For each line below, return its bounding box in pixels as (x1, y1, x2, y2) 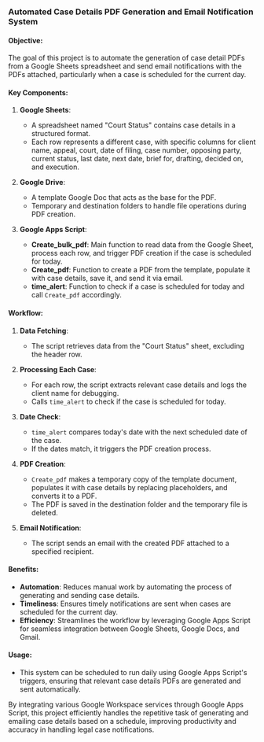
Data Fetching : (19, 326, 69, 335)
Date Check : (19, 412, 61, 421)
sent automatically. (19, 684, 81, 694)
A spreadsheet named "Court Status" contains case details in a (31, 120, 236, 130)
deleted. (31, 508, 59, 517)
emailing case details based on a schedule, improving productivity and (8, 716, 237, 725)
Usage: (8, 650, 33, 659)
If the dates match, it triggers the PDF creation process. (31, 444, 211, 453)
